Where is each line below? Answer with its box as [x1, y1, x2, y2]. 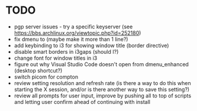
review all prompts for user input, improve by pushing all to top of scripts [14, 92, 192, 99]
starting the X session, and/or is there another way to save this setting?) [14, 86, 190, 93]
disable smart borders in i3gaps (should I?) [14, 48, 119, 55]
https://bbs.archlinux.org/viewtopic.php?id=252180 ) [14, 29, 141, 36]
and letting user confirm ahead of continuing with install [14, 98, 150, 105]
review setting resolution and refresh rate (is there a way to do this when [14, 79, 192, 86]
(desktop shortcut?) [14, 67, 63, 74]
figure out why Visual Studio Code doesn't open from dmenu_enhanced [14, 60, 189, 68]
